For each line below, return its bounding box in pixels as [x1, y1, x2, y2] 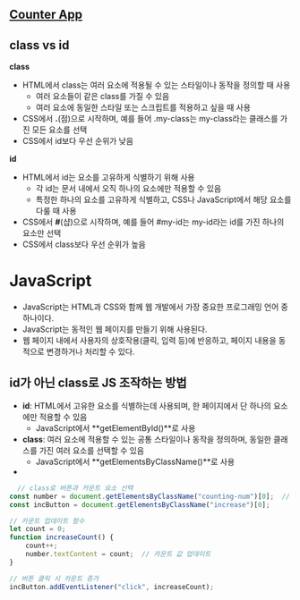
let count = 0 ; [9, 525, 66, 534]
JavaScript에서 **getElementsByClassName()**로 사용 [35, 456, 236, 467]
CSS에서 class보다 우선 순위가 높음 [21, 239, 146, 249]
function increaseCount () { [9, 533, 115, 542]
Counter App [9, 7, 83, 22]
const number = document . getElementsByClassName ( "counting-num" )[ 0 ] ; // [9, 492, 291, 501]
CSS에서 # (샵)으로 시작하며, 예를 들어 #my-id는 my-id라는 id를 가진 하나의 [21, 216, 285, 227]
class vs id [9, 38, 70, 53]
